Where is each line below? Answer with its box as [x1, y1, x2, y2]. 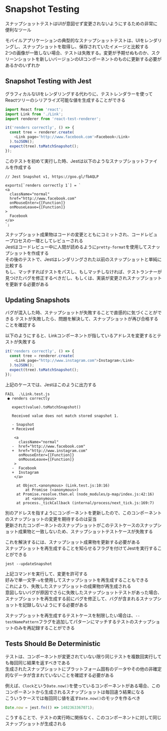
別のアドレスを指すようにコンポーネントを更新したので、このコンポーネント [5, 510, 162, 516]
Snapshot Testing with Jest [5, 77, 92, 86]
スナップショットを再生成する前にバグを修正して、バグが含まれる [5, 596, 140, 602]
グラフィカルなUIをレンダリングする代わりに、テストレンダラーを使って [5, 91, 153, 97]
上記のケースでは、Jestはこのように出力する [5, 382, 97, 388]
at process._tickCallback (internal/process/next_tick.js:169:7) [16, 500, 155, 506]
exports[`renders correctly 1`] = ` [5, 183, 81, 188]
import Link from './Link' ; [5, 111, 64, 116]
